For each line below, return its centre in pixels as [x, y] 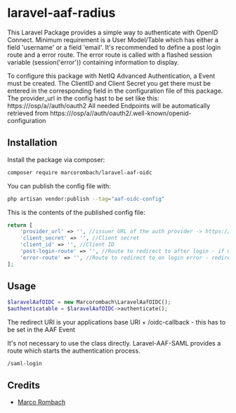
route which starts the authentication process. [74, 351]
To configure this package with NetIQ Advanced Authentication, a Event [111, 76]
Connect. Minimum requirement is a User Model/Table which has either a [113, 39]
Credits [24, 385]
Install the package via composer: [56, 159]
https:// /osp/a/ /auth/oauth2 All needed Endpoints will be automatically [109, 105]
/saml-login [25, 364]
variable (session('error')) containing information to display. [93, 62]
